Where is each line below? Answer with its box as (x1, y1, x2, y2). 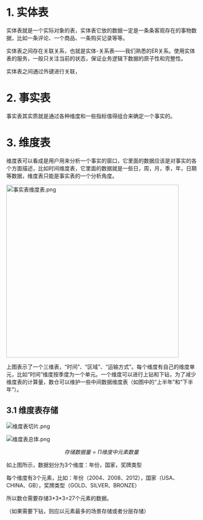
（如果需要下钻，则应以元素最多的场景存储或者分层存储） (6, 507, 149, 515)
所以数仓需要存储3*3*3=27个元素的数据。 (6, 495, 112, 502)
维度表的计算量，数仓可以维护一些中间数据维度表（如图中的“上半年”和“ (6, 378, 183, 385)
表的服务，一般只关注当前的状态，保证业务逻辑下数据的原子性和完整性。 (6, 55, 186, 62)
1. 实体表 (6, 5, 49, 19)
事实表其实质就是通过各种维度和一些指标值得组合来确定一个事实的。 (6, 112, 176, 119)
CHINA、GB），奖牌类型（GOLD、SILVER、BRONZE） (6, 481, 140, 488)
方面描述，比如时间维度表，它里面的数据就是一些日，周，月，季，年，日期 (11, 164, 197, 172)
